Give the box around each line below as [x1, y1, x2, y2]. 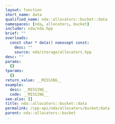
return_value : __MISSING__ [5, 78, 62, 83]
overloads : [5, 36, 28, 41]
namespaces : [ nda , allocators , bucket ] [5, 21, 90, 27]
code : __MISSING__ [10, 92, 49, 97]
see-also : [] [5, 96, 33, 101]
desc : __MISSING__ [10, 87, 49, 92]
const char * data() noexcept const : [10, 40, 90, 45]
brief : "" [5, 31, 26, 36]
